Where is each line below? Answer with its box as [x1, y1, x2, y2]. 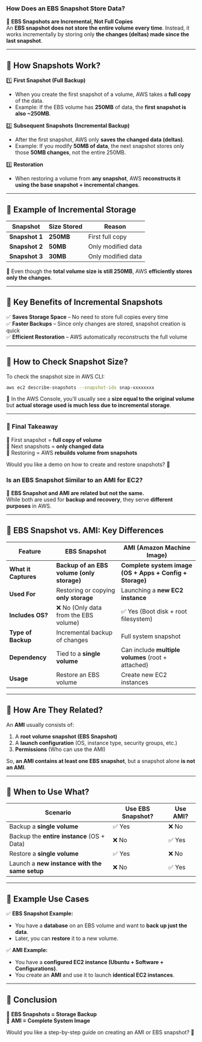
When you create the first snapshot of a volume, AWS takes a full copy [14, 91, 191, 98]
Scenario [44, 808, 72, 817]
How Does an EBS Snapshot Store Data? [6, 4, 125, 13]
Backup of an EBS [56, 561, 108, 569]
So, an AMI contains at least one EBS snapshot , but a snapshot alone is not [6, 757, 195, 764]
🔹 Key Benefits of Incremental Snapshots [6, 297, 164, 307]
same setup [9, 867, 44, 875]
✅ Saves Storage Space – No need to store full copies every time [6, 313, 168, 321]
